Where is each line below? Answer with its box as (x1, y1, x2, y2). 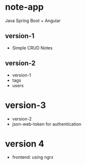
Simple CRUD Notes (12, 45, 53, 50)
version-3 (5, 99, 46, 111)
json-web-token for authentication (12, 121, 82, 127)
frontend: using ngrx (12, 154, 54, 160)
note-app (5, 1, 44, 13)
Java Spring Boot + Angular (5, 18, 61, 24)
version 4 (5, 138, 44, 149)
